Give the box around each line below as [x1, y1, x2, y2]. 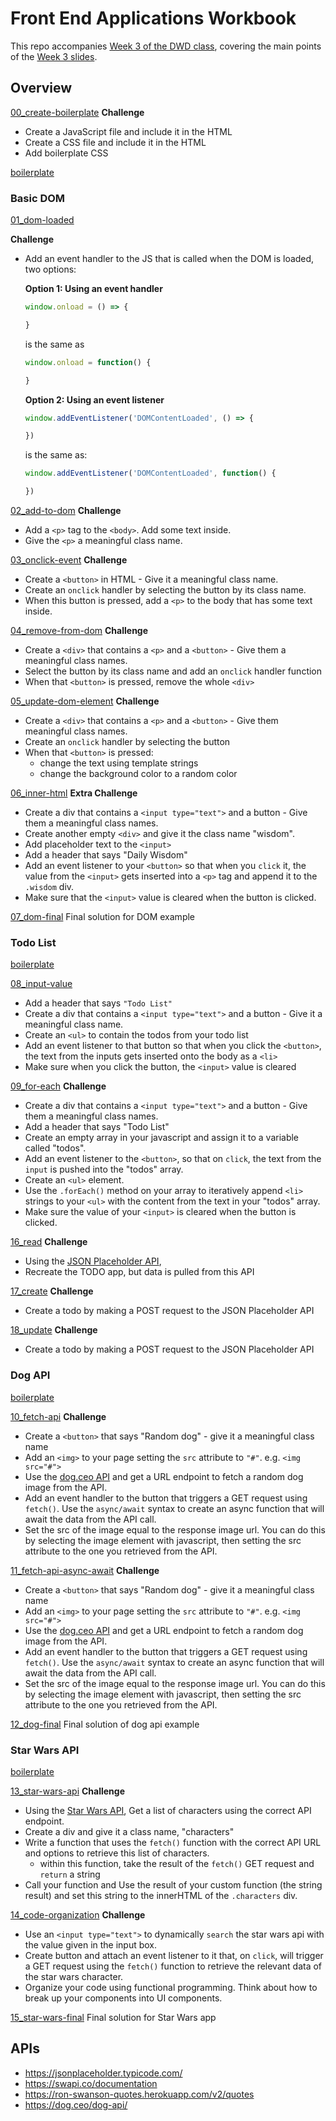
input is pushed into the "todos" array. [24, 1163, 184, 1176]
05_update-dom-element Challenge [10, 695, 160, 707]
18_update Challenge [10, 1324, 98, 1336]
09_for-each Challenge [10, 1080, 107, 1092]
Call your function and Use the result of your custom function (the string [24, 1878, 323, 1891]
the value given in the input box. [24, 1938, 158, 1951]
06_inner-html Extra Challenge [10, 787, 138, 799]
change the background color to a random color [39, 768, 238, 780]
